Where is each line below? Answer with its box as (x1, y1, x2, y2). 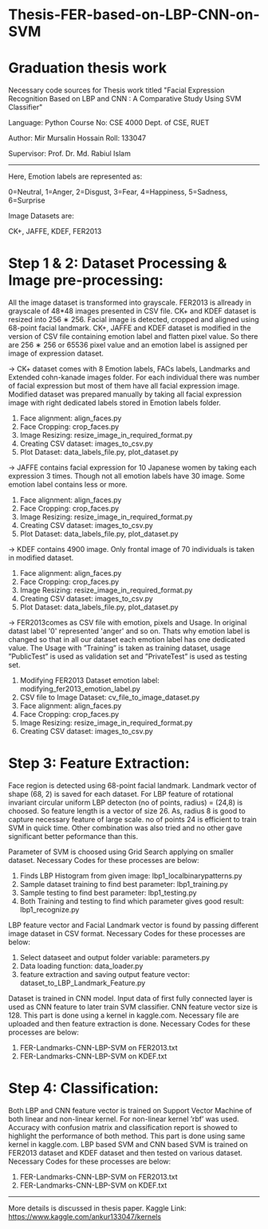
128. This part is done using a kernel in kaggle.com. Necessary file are (8, 1010, 239, 1020)
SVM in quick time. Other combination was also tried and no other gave (8, 823, 242, 833)
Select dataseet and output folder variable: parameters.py (19, 953, 210, 962)
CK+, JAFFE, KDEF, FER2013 (8, 226, 102, 236)
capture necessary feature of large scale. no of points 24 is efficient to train (8, 815, 257, 824)
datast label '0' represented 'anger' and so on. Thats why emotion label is (8, 626, 250, 636)
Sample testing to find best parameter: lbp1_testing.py (19, 888, 197, 897)
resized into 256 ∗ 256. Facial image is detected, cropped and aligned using (8, 315, 259, 325)
